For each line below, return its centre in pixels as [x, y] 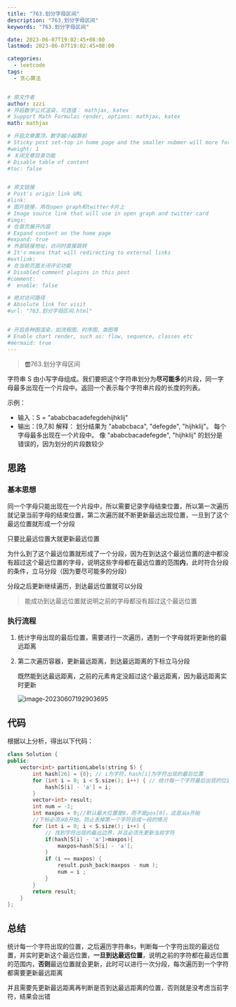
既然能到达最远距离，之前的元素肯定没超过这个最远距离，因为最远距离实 [122, 676]
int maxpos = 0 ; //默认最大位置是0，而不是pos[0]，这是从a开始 [116, 813]
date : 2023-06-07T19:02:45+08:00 [56, 39]
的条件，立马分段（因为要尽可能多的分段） [69, 571]
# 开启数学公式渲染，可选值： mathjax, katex [68, 110]
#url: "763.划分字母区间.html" [50, 311]
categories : [25, 59]
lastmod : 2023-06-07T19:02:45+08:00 [61, 46]
